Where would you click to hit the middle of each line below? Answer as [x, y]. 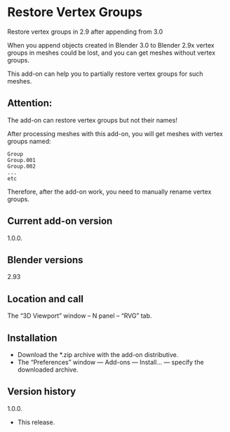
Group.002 [22, 166]
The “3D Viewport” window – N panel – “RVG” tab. [80, 316]
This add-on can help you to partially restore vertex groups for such [105, 74]
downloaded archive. [48, 370]
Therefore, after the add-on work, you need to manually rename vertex [109, 191]
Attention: [30, 103]
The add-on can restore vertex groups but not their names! [92, 120]
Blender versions [45, 260]
